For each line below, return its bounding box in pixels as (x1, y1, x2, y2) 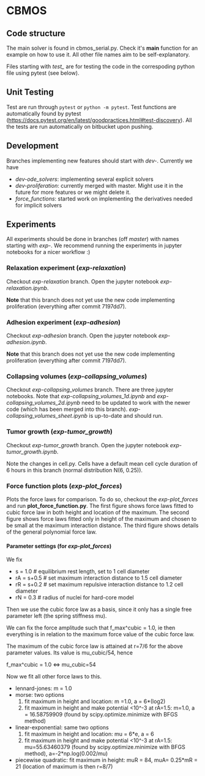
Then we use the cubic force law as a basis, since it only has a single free (6, 605, 192, 613)
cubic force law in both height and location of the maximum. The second (6, 509, 190, 516)
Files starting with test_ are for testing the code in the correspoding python (6, 63, 195, 70)
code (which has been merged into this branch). (6, 405, 128, 413)
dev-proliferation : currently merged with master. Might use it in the (15, 182, 184, 189)
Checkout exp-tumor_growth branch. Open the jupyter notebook (6, 441, 169, 448)
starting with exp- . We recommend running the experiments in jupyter (6, 242, 182, 249)
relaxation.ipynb (6, 284, 48, 291)
